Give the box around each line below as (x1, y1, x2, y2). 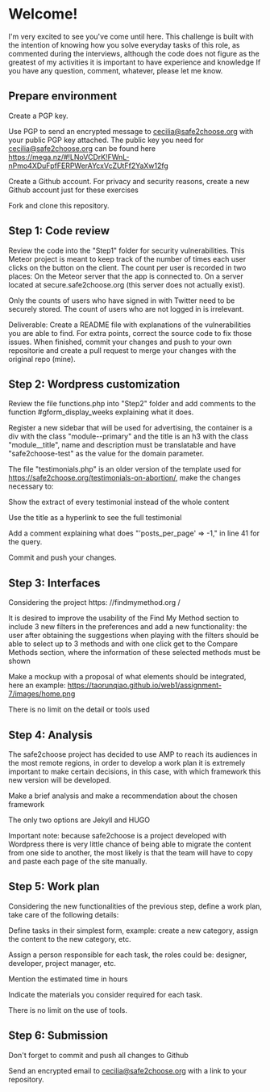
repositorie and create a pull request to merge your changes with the (8, 345, 237, 355)
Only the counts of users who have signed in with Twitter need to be (8, 296, 235, 305)
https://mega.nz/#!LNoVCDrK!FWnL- (8, 152, 130, 162)
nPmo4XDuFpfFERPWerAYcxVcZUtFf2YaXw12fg (8, 161, 169, 170)
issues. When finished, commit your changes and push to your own (8, 337, 232, 346)
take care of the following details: (8, 909, 119, 919)
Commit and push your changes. (8, 552, 117, 562)
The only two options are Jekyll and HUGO (8, 815, 151, 825)
